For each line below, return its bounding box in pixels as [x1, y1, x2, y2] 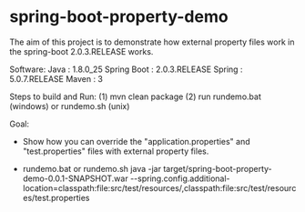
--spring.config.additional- [130, 173, 230, 184]
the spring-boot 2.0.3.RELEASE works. [9, 45, 154, 56]
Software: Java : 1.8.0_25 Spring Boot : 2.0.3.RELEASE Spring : [9, 64, 243, 75]
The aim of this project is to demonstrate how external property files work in [9, 36, 295, 47]
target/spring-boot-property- [163, 163, 273, 174]
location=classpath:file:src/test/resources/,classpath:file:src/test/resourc [22, 182, 297, 193]
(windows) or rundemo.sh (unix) [9, 100, 130, 111]
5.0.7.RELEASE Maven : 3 [9, 73, 103, 84]
